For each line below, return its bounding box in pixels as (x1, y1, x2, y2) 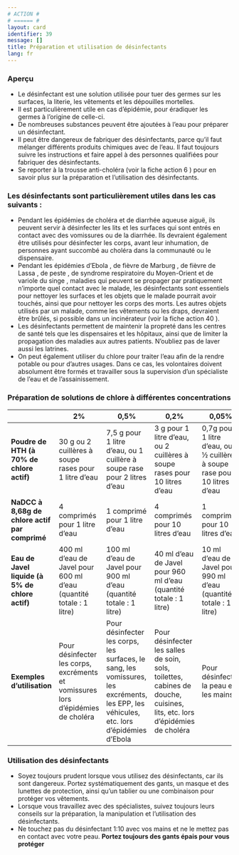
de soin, (154, 653, 181, 663)
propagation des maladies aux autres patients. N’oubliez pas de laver (17, 337, 221, 346)
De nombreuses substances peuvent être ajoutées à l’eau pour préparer (17, 120, 229, 129)
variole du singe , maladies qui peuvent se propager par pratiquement (17, 276, 223, 285)
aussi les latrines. (17, 345, 69, 353)
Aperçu (7, 73, 34, 83)
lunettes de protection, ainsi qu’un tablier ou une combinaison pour (17, 787, 215, 795)
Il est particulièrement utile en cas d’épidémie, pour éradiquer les (17, 105, 208, 114)
